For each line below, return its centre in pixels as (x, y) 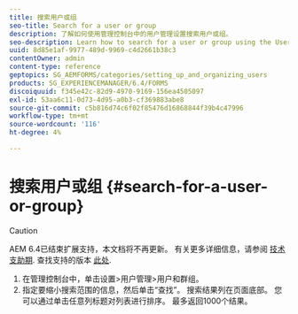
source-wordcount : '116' (55, 125)
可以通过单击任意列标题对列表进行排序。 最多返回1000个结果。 (137, 301)
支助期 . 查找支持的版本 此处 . (60, 260)
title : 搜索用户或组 (43, 17)
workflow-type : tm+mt (49, 116)
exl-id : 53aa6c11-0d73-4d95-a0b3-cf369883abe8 (97, 100)
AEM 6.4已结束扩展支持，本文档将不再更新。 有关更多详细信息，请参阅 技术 (147, 249)
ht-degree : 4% (35, 133)
